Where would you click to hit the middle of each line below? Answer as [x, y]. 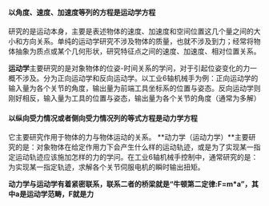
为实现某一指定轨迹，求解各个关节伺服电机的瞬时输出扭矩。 [106, 167]
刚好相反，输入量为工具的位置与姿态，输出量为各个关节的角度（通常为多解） [134, 98]
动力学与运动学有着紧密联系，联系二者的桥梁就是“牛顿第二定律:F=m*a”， [130, 184]
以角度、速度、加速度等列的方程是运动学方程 [82, 12]
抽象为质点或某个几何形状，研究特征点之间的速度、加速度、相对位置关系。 [138, 51]
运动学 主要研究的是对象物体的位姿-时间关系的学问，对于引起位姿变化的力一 [133, 69]
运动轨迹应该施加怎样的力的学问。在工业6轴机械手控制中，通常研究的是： [137, 157]
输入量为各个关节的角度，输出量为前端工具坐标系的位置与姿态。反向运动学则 [134, 89]
